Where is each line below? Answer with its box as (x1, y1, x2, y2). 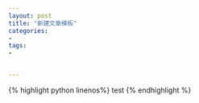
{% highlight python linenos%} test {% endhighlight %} (8, 85, 192, 95)
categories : (8, 27, 48, 35)
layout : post (8, 11, 52, 20)
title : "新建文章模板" (8, 19, 77, 27)
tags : (8, 42, 27, 50)
